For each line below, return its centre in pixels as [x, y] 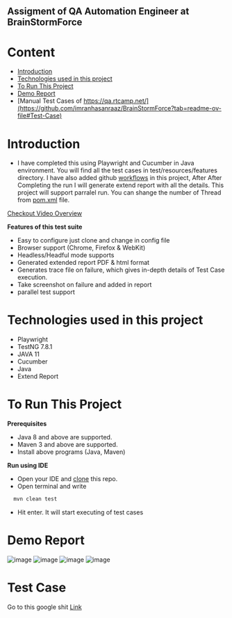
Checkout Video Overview [44, 213]
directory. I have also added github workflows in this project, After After [119, 178]
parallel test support [46, 292]
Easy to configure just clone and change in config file [93, 241]
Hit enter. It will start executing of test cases [80, 512]
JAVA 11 [28, 355]
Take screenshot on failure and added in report [84, 285]
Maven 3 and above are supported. [67, 445]
